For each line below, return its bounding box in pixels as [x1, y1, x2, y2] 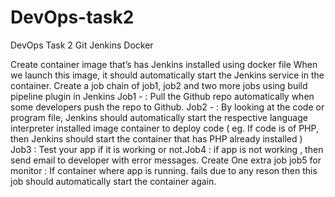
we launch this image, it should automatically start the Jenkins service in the [10, 69, 325, 81]
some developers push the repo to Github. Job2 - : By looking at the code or [10, 101, 325, 113]
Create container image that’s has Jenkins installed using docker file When [10, 58, 318, 70]
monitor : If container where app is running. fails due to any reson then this [10, 164, 318, 176]
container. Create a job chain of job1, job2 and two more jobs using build [10, 79, 308, 91]
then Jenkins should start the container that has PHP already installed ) [10, 132, 303, 145]
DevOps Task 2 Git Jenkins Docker [10, 39, 154, 51]
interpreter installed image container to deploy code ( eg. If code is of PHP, [10, 122, 319, 134]
